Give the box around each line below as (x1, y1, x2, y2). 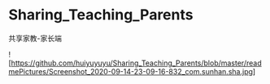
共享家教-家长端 (8, 33, 63, 43)
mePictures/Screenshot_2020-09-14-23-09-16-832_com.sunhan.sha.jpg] (8, 66, 256, 76)
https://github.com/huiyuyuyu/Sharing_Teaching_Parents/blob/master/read (11, 58, 262, 68)
